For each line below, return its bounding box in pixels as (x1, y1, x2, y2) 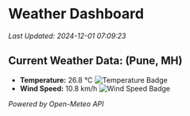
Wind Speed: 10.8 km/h (19, 83, 98, 93)
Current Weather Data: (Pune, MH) (8, 54, 183, 68)
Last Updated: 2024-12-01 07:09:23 (8, 31, 126, 41)
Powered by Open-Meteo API (8, 99, 105, 108)
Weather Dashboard (8, 5, 145, 23)
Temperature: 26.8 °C (19, 75, 93, 84)
